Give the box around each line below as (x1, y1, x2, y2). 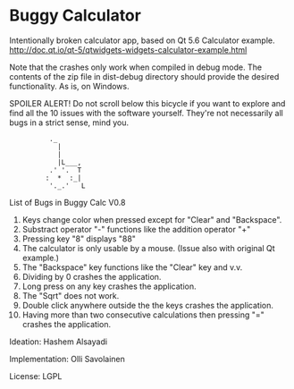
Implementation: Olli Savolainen (9, 353, 125, 364)
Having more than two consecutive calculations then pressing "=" (21, 309, 265, 320)
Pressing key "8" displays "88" (21, 233, 137, 244)
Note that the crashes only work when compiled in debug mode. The (9, 62, 262, 72)
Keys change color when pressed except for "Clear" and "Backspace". (21, 214, 282, 224)
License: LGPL (9, 370, 63, 381)
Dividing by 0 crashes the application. (21, 271, 162, 282)
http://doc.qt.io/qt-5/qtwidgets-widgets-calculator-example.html (9, 44, 248, 55)
